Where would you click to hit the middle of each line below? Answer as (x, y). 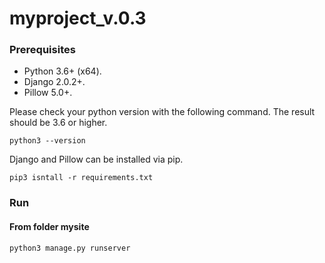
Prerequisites (42, 50)
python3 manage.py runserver (70, 248)
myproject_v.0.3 (78, 18)
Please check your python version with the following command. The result (162, 112)
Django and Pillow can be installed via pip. (96, 159)
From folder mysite (49, 226)
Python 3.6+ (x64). (62, 71)
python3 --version (47, 141)
